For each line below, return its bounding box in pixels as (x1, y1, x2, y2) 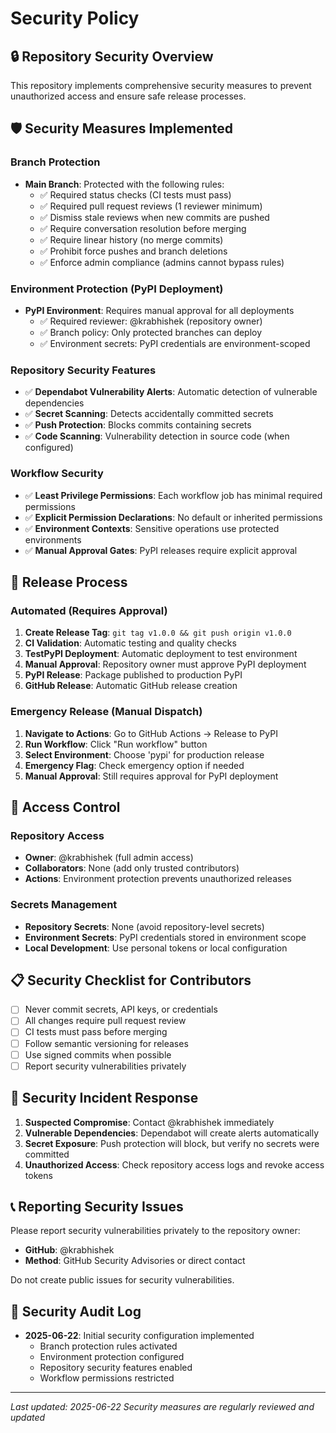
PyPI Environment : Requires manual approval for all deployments (24, 304, 295, 316)
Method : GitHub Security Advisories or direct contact (24, 1255, 246, 1267)
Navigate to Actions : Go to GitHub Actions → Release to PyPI (24, 727, 278, 739)
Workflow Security (10, 467, 104, 481)
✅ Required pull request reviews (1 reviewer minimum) (39, 200, 263, 212)
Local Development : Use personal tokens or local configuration (24, 942, 288, 954)
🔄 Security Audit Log (10, 1303, 142, 1320)
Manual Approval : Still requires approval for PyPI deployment (24, 770, 279, 782)
